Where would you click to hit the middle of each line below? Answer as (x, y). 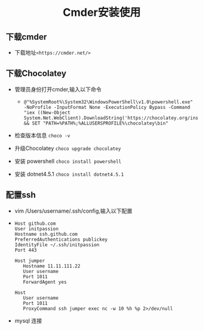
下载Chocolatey (36, 74)
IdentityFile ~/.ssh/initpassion (57, 245)
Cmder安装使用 (102, 12)
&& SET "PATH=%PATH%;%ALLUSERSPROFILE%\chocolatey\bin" (96, 123)
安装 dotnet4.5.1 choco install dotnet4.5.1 (69, 174)
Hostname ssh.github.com (46, 234)
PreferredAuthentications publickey (61, 239)
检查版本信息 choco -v (42, 135)
